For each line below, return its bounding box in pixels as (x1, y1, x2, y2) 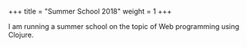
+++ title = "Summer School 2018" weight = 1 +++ (8, 7, 172, 16)
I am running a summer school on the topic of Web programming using (8, 22, 240, 31)
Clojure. (8, 31, 34, 39)
